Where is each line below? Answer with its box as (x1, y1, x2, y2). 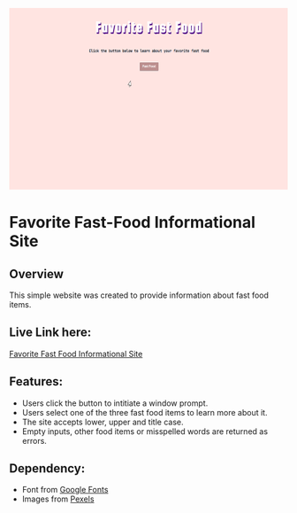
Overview (9, 266, 65, 282)
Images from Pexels (21, 494, 95, 504)
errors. (21, 435, 47, 446)
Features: (9, 374, 64, 389)
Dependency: (9, 461, 86, 477)
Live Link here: (9, 325, 92, 340)
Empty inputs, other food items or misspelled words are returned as (21, 425, 268, 437)
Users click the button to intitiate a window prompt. (21, 398, 209, 408)
